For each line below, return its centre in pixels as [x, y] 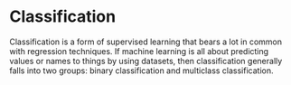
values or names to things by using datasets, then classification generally [146, 61]
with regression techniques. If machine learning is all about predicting [139, 51]
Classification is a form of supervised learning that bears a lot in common [146, 42]
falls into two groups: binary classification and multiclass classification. [141, 71]
